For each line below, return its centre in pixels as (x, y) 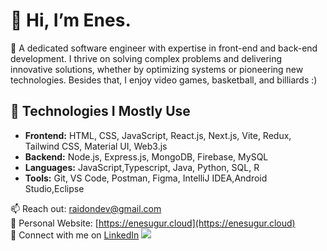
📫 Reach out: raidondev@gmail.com (86, 208)
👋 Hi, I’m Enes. (71, 20)
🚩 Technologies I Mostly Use (100, 111)
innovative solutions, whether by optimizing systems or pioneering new (157, 69)
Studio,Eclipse (54, 188)
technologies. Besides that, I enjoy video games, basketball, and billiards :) (164, 80)
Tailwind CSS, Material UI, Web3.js (96, 146)
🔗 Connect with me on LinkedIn (75, 235)
